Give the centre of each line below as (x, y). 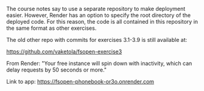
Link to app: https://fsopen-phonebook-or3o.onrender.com (80, 82)
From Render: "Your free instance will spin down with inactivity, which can (99, 63)
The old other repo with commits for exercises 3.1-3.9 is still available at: (97, 40)
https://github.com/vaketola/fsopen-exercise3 (64, 52)
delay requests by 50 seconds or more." (57, 70)
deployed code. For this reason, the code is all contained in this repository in (102, 22)
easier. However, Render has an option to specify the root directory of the (98, 15)
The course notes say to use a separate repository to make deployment (96, 9)
